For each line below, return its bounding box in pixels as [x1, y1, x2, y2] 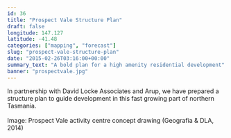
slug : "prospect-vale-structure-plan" [7, 49, 119, 56]
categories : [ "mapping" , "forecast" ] [7, 42, 117, 49]
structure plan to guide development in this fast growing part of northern [7, 94, 215, 102]
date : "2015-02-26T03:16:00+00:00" [7, 55, 110, 62]
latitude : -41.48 [7, 36, 58, 43]
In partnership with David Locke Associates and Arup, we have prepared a [7, 87, 220, 95]
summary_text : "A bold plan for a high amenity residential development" [7, 61, 225, 68]
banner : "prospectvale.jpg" [7, 68, 89, 75]
